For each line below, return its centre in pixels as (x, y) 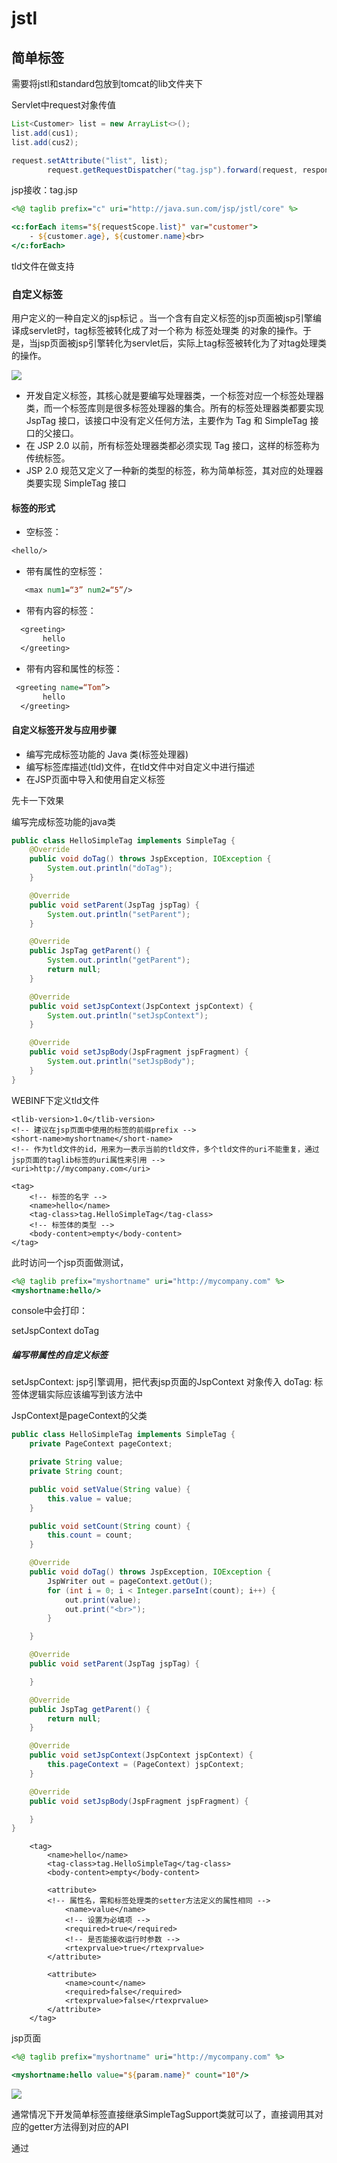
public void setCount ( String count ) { (110, 1526)
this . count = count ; (90, 1535)
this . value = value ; (90, 1498)
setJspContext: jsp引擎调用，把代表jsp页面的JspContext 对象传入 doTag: (162, 1382)
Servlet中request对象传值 (63, 105)
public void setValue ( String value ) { (110, 1489)
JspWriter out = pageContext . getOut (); (130, 1581)
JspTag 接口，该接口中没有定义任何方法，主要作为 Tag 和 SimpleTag (166, 421)
